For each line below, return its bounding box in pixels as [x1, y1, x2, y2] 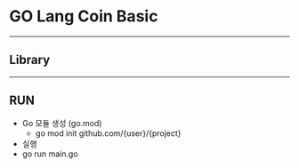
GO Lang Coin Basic [9, 6, 158, 27]
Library [9, 52, 51, 68]
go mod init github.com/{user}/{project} [35, 127, 182, 139]
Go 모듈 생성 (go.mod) [21, 117, 102, 128]
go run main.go [21, 148, 78, 159]
